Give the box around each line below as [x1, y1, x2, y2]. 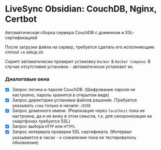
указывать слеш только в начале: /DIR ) [12, 103, 91, 109]
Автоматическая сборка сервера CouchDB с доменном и [5, 29, 124, 35]
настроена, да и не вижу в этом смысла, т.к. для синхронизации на [12, 113, 152, 119]
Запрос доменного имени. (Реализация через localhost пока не [12, 108, 145, 114]
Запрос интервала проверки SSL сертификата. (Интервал [12, 129, 132, 135]
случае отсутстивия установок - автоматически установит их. [5, 64, 134, 69]
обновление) [12, 139, 39, 145]
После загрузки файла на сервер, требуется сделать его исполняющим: [5, 44, 156, 50]
